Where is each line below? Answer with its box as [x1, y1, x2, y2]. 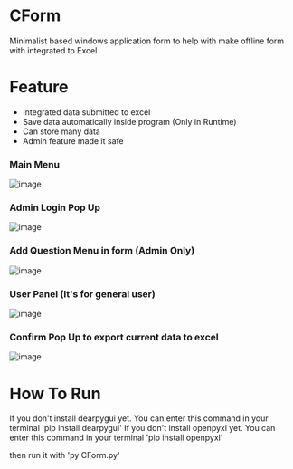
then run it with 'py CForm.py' [9, 450, 120, 461]
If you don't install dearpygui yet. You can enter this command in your [9, 413, 269, 424]
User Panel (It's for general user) [9, 287, 156, 300]
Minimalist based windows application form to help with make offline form [9, 35, 285, 46]
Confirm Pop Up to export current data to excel [9, 330, 219, 343]
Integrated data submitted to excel [22, 106, 151, 118]
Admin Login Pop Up [9, 201, 101, 214]
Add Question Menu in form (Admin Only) [9, 244, 195, 257]
